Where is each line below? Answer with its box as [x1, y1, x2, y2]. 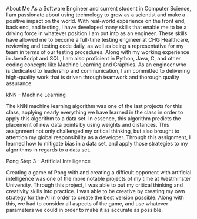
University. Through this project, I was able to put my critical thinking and [6, 181, 183, 188]
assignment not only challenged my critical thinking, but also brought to [6, 127, 180, 134]
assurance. [6, 80, 34, 87]
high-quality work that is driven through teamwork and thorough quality [6, 73, 179, 80]
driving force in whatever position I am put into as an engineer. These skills [6, 30, 188, 37]
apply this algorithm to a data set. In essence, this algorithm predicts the [6, 115, 181, 122]
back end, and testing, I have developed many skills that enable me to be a [6, 23, 187, 31]
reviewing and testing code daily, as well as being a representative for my [6, 42, 184, 49]
